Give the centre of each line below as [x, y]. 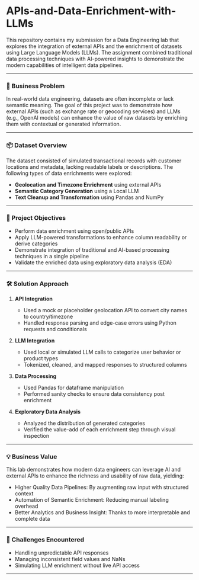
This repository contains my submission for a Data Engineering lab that [93, 40]
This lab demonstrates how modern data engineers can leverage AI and [94, 470]
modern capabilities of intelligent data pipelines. [65, 65]
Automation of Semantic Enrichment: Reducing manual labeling [92, 500]
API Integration [34, 299]
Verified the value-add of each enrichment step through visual [99, 430]
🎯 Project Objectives [36, 218]
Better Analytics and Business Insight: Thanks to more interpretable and [102, 512]
